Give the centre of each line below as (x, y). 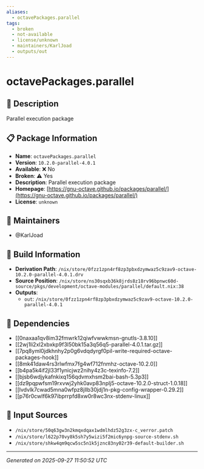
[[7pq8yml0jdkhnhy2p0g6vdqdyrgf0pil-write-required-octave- (94, 351)
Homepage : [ (32, 188)
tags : (13, 23)
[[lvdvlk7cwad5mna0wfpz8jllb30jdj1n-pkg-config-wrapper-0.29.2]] (99, 390)
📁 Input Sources (37, 415)
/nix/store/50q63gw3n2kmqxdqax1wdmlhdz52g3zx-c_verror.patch (94, 430)
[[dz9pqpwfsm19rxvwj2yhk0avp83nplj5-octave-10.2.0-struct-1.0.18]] (101, 383)
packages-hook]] (37, 357)
